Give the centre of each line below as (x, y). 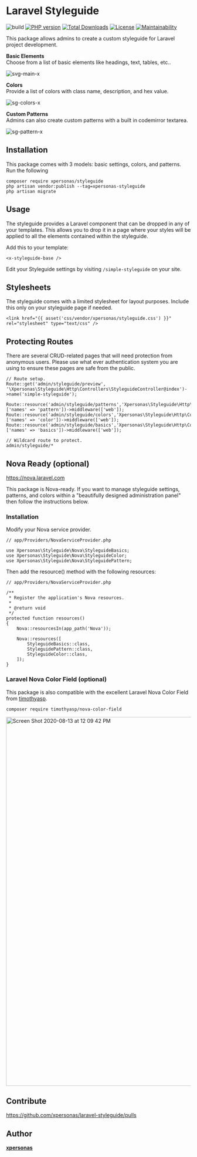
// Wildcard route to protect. (44, 441)
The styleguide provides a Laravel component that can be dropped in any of (98, 224)
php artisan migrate (31, 191)
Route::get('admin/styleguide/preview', (56, 384)
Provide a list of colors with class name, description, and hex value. (87, 91)
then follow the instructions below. (47, 502)
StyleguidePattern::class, (60, 649)
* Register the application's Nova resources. (67, 598)
